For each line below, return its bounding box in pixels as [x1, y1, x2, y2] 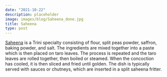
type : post [5, 26, 28, 31]
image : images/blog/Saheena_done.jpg [5, 16, 84, 21]
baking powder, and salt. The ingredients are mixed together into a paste [5, 45, 155, 51]
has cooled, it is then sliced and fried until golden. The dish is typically [5, 61, 150, 67]
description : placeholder [5, 12, 59, 17]
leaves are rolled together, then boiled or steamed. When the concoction [5, 55, 154, 61]
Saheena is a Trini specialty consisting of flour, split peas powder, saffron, [5, 39, 157, 45]
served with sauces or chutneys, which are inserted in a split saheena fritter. [5, 66, 162, 72]
